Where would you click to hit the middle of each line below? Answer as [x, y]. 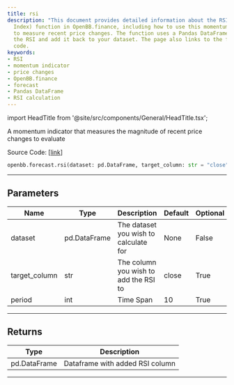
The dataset [137, 225]
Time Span [135, 299]
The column [137, 262]
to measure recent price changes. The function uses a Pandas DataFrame [121, 33]
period [22, 299]
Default [176, 213]
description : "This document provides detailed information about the [112, 20]
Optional [210, 213]
